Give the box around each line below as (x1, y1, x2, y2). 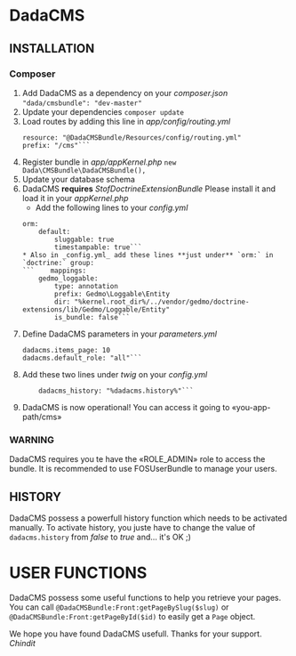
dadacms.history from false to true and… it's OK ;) (9, 531, 191, 542)
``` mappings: (21, 266, 87, 275)
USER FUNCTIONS (9, 563, 148, 583)
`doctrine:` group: (21, 258, 95, 267)
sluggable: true (54, 235, 115, 244)
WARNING (9, 433, 55, 446)
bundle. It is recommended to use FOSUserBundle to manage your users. (9, 464, 277, 474)
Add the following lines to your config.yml (35, 202, 188, 213)
